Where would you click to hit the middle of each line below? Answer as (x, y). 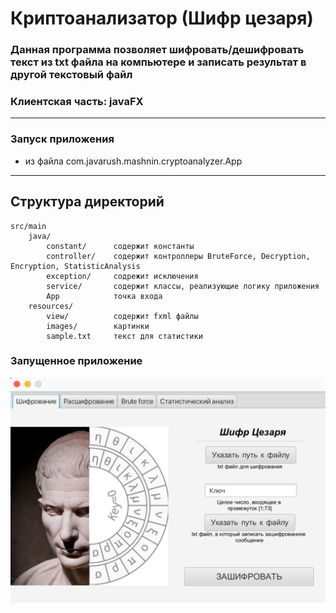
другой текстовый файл (71, 75)
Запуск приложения (62, 139)
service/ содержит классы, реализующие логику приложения (183, 286)
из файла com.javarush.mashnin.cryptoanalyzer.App (133, 161)
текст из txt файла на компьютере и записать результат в (158, 62)
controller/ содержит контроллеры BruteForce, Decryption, (178, 256)
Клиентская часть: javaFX (77, 102)
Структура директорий (87, 202)
